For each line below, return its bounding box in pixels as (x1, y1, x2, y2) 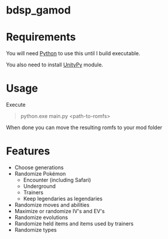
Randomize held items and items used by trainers (14, 220, 133, 227)
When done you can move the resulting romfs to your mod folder (6, 124, 163, 131)
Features (6, 144, 50, 158)
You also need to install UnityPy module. (6, 61, 104, 68)
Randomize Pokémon (14, 170, 66, 177)
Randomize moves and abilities (14, 201, 90, 208)
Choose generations (14, 164, 64, 171)
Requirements (6, 31, 76, 44)
